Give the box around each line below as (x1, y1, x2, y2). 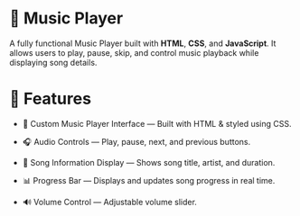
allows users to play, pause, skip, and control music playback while (9, 47, 259, 58)
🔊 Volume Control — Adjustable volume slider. (22, 196, 197, 207)
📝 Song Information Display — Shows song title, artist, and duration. (22, 157, 276, 167)
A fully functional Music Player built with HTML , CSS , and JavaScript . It (9, 38, 277, 49)
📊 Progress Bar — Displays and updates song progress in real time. (22, 175, 276, 185)
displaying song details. (9, 57, 98, 67)
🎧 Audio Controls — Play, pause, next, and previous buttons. (22, 136, 251, 147)
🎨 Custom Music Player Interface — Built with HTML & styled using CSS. (22, 118, 292, 129)
